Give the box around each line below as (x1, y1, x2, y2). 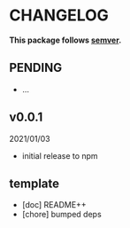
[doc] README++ (21, 200, 87, 210)
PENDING (9, 60, 63, 75)
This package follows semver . (9, 35, 122, 45)
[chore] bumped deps (21, 209, 102, 220)
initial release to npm (21, 150, 99, 161)
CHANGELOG (9, 5, 109, 26)
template (9, 176, 60, 191)
